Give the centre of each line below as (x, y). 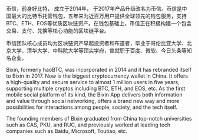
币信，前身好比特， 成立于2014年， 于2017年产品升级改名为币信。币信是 (94, 9)
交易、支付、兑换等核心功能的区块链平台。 (58, 31)
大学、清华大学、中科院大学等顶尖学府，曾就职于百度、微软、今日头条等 (99, 51)
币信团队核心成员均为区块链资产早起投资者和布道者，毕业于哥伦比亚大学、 (96, 43)
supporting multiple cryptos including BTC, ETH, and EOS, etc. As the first (96, 88)
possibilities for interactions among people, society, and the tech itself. (92, 107)
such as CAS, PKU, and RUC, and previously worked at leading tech (88, 125)
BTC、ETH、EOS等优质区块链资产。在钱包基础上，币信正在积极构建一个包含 (99, 23)
